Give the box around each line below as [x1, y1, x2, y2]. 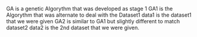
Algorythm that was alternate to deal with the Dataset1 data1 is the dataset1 [6, 11, 192, 18]
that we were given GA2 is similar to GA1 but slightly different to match [6, 18, 180, 24]
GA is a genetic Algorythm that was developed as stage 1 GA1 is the [6, 5, 173, 12]
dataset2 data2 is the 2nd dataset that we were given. [6, 24, 140, 31]
